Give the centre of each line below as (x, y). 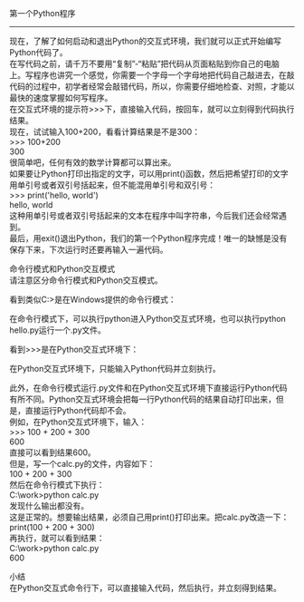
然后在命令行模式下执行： (57, 485)
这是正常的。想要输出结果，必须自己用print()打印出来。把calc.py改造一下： (149, 517)
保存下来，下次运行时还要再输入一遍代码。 (89, 249)
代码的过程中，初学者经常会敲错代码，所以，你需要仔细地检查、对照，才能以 (152, 86)
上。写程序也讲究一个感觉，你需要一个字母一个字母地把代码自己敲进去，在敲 (152, 75)
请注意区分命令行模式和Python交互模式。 (86, 280)
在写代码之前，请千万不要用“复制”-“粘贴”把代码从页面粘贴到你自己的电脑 (145, 63)
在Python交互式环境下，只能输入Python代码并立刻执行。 (115, 369)
